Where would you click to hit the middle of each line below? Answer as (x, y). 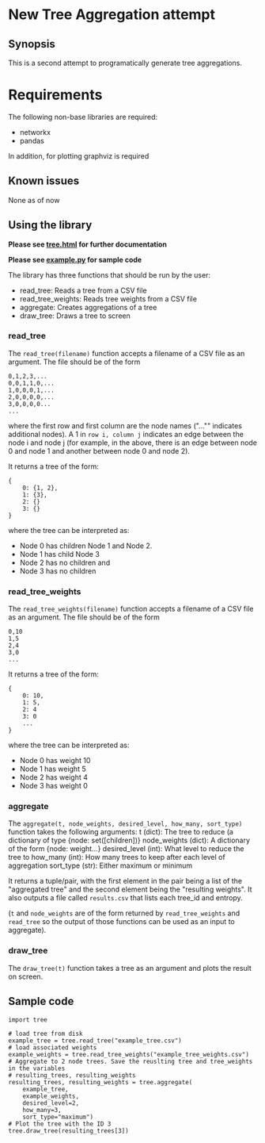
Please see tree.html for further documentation (88, 244)
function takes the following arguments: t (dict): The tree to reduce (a (121, 832)
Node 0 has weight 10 (55, 761)
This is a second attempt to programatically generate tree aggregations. (125, 63)
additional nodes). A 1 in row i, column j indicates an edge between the (126, 434)
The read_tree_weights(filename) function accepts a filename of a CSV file (131, 609)
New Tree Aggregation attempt (112, 15)
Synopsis (32, 44)
